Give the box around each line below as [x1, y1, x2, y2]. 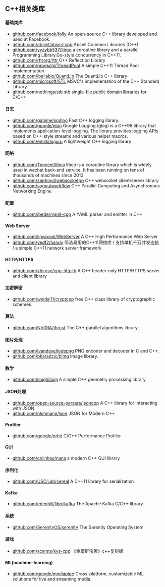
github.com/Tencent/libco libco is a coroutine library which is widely [12, 162, 152, 168]
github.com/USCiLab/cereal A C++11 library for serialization [12, 478, 134, 484]
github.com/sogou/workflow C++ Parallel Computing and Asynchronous [12, 183, 160, 188]
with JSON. [12, 405, 36, 411]
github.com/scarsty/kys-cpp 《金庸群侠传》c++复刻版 [12, 548, 124, 554]
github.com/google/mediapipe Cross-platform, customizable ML [12, 571, 144, 577]
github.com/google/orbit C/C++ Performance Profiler [12, 433, 121, 439]
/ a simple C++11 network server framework [12, 245, 102, 251]
